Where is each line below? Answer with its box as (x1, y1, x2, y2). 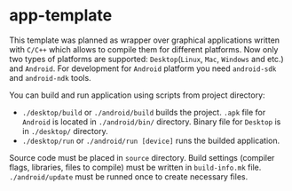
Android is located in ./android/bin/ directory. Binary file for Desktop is (21, 116, 281, 127)
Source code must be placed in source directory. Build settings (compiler (9, 152, 275, 163)
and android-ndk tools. (9, 72, 91, 83)
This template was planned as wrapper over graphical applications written (9, 35, 280, 45)
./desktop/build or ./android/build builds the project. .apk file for (21, 107, 266, 117)
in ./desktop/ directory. (21, 125, 108, 136)
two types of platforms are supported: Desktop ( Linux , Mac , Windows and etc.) (9, 53, 284, 64)
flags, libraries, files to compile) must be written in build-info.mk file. (9, 162, 262, 172)
